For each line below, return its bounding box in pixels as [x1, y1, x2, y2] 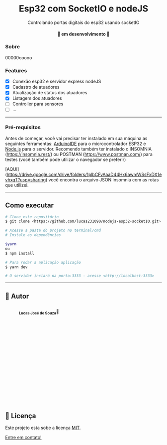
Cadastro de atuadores [12, 84, 60, 90]
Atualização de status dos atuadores [12, 90, 87, 96]
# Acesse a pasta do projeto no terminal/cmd [5, 228, 101, 233]
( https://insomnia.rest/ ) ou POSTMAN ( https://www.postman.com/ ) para [5, 151, 153, 157]
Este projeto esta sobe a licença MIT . [5, 425, 81, 431]
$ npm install [5, 251, 35, 256]
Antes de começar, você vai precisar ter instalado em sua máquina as [5, 135, 148, 141]
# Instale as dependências [5, 233, 61, 238]
